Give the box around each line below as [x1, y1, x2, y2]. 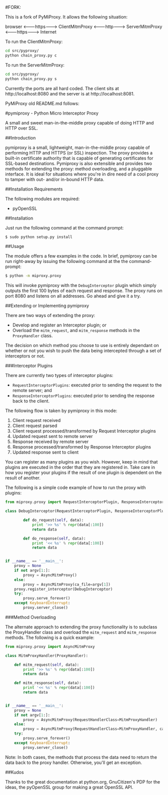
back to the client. [12, 398, 50, 404]
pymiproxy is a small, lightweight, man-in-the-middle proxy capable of [5, 144, 150, 150]
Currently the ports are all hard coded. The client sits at [5, 85, 119, 91]
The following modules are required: [5, 195, 80, 201]
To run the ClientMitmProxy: [5, 38, 63, 44]
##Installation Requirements [5, 186, 63, 192]
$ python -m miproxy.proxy [5, 273, 61, 278]
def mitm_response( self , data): [14, 680, 81, 685]
